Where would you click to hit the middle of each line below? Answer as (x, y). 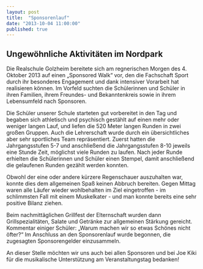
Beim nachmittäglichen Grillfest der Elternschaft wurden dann (84, 215)
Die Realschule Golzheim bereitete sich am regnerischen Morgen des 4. (97, 69)
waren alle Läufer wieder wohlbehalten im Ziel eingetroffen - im (86, 190)
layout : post (23, 12)
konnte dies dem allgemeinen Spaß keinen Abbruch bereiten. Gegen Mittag (101, 184)
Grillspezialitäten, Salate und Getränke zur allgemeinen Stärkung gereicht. (99, 222)
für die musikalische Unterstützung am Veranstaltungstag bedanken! (93, 260)
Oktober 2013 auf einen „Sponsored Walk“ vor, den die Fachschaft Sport (98, 75)
